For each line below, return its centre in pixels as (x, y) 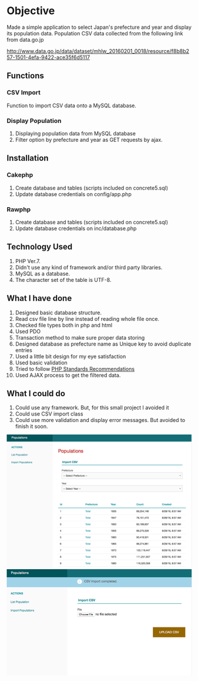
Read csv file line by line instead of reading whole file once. (87, 318)
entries (24, 350)
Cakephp (20, 175)
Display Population (34, 121)
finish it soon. (32, 426)
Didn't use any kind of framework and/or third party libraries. (89, 267)
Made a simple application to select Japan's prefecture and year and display (99, 27)
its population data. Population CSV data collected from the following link (95, 33)
